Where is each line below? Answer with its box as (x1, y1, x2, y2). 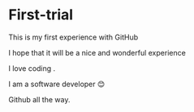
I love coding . (8, 63, 56, 73)
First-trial (8, 6, 74, 24)
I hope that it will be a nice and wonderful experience (8, 48, 187, 57)
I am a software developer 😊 (8, 79, 106, 89)
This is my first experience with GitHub (8, 32, 139, 42)
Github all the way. (8, 94, 71, 104)
